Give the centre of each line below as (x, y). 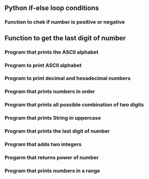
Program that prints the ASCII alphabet (51, 52)
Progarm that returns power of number (52, 158)
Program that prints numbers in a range (52, 171)
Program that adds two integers (43, 145)
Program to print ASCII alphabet (43, 65)
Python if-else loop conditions (52, 8)
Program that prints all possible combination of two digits (74, 105)
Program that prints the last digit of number (57, 131)
